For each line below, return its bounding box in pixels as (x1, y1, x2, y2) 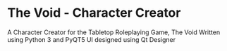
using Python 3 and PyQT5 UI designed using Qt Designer (7, 35, 176, 43)
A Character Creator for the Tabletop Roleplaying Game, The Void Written (7, 28, 221, 36)
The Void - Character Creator (7, 5, 181, 21)
